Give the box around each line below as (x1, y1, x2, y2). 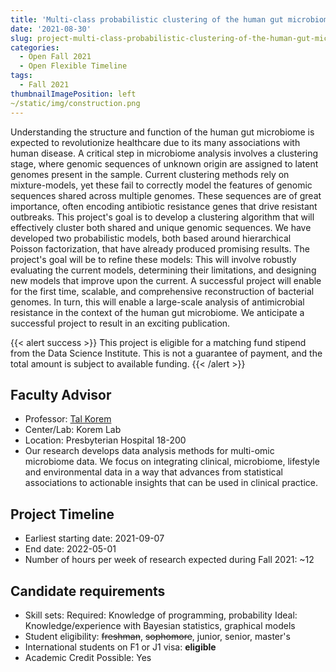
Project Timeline (10, 506, 115, 523)
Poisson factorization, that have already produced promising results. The (10, 242, 310, 255)
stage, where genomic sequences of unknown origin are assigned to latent (10, 157, 319, 170)
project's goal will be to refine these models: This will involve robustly (10, 253, 297, 265)
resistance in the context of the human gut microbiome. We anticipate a (10, 306, 305, 318)
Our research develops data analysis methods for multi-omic (24, 445, 275, 457)
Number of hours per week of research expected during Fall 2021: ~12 (24, 554, 315, 566)
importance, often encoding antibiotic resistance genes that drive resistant (10, 200, 318, 212)
